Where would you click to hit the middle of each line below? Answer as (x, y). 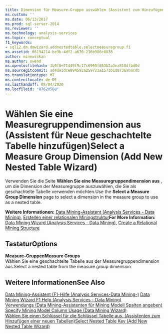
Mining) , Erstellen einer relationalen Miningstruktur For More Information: (80, 217)
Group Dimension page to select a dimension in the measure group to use (82, 197)
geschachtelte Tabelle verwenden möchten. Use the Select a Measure (77, 192)
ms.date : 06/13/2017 (27, 19)
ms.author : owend (23, 61)
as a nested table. (23, 202)
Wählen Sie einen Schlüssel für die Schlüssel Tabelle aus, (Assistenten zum (83, 316)
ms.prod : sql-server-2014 (32, 24)
